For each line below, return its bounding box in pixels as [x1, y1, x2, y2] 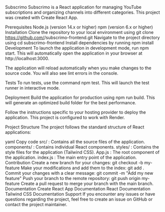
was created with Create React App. [5, 15, 78, 20]
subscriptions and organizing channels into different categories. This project [5, 9, 160, 15]
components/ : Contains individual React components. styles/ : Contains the [5, 144, 159, 150]
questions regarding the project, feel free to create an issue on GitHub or [5, 196, 153, 202]
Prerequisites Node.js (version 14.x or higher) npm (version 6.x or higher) [5, 24, 153, 30]
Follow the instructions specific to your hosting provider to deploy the [5, 109, 146, 115]
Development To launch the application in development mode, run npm [5, 45, 149, 51]
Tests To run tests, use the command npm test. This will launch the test [5, 80, 150, 86]
